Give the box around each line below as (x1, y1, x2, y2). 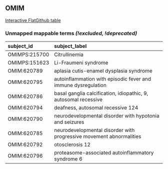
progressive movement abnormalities (54, 133, 141, 140)
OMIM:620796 (7, 152, 43, 159)
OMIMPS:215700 (7, 51, 49, 58)
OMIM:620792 (7, 141, 43, 148)
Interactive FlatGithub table (5, 17, 61, 23)
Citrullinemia (54, 51, 84, 58)
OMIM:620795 (7, 78, 43, 85)
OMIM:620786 (7, 93, 43, 100)
